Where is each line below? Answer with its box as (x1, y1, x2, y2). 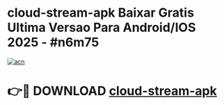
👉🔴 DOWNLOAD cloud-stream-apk (7, 83, 217, 99)
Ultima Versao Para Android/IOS (7, 19, 196, 35)
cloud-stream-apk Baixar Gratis (7, 5, 195, 21)
